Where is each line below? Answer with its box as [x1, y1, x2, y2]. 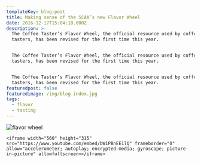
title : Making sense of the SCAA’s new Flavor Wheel [6, 14, 141, 20]
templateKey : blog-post [6, 8, 66, 15]
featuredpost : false [6, 85, 58, 91]
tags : [6, 96, 20, 102]
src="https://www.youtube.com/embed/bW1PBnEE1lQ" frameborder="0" [6, 140, 175, 146]
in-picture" [6, 150, 36, 157]
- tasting [11, 107, 36, 113]
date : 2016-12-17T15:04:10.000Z [6, 20, 87, 26]
